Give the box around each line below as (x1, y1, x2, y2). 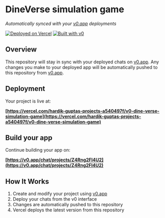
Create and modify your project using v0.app (12, 190, 107, 197)
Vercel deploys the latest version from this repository (12, 207, 125, 213)
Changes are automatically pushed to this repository (12, 202, 123, 208)
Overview (5, 45, 37, 54)
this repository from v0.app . (5, 69, 64, 76)
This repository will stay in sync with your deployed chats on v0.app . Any (5, 59, 159, 65)
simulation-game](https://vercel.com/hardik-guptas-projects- (5, 113, 142, 119)
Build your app (5, 133, 53, 142)
